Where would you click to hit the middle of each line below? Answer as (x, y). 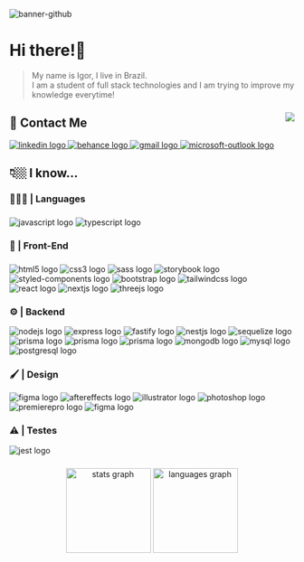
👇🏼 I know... (44, 173)
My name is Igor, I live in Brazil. (89, 75)
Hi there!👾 (47, 51)
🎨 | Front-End (39, 246)
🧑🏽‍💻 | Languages (47, 199)
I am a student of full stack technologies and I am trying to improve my (163, 85)
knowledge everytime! (73, 94)
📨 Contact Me (48, 123)
